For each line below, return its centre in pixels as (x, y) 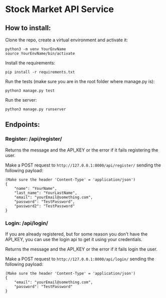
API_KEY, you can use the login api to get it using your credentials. (74, 239)
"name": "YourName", (36, 188)
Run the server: (21, 100)
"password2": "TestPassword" (45, 206)
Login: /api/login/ (27, 223)
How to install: (28, 28)
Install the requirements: (30, 63)
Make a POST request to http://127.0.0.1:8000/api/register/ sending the (83, 165)
